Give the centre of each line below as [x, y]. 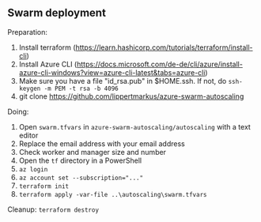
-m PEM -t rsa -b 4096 [81, 88]
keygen [30, 88]
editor [28, 135]
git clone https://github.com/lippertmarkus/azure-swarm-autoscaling [131, 96]
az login [33, 169]
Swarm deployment [57, 13]
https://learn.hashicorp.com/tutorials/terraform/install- [165, 47]
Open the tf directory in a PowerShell [80, 160]
